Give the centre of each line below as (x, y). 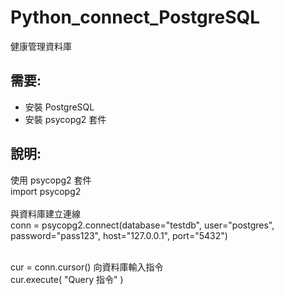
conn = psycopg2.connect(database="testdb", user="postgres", (142, 225)
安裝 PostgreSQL (59, 107)
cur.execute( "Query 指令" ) (67, 279)
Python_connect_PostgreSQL (135, 17)
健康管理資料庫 (41, 46)
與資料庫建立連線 (45, 213)
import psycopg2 (46, 191)
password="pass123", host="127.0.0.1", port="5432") (119, 235)
